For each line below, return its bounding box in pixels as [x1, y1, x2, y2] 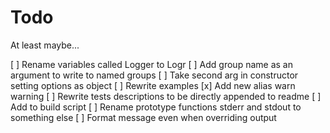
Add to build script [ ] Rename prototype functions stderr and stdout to [10, 101, 302, 113]
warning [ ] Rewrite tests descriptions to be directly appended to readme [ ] [10, 90, 322, 102]
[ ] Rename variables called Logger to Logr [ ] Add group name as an [10, 58, 293, 70]
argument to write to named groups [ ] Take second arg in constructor [10, 69, 299, 81]
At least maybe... [10, 39, 80, 51]
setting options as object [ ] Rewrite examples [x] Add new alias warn [10, 79, 296, 91]
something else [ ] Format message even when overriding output [10, 111, 277, 123]
